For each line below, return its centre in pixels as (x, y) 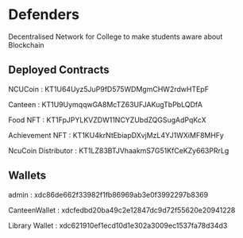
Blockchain (27, 44)
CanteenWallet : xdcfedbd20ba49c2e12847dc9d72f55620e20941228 (122, 210)
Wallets (27, 176)
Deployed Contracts (59, 70)
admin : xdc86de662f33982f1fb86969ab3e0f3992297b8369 (108, 194)
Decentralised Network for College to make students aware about (116, 36)
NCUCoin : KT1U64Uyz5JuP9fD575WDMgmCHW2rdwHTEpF (108, 89)
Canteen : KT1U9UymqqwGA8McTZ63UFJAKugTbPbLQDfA (105, 104)
